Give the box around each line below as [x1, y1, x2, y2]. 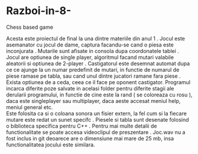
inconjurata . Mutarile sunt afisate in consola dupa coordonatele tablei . [6, 47, 179, 54]
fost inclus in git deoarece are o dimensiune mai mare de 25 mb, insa [6, 135, 174, 142]
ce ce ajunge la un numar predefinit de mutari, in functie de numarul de [6, 66, 180, 73]
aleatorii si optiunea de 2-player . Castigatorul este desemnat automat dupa [6, 60, 190, 67]
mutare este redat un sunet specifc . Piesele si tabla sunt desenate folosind [6, 116, 189, 123]
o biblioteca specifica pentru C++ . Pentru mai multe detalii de [6, 122, 157, 129]
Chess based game [6, 24, 53, 31]
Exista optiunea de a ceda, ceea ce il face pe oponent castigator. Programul [6, 78, 191, 86]
